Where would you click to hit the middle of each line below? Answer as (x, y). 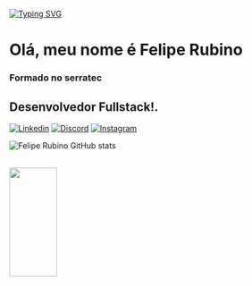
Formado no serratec (56, 78)
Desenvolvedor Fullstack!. (84, 107)
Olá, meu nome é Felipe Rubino (126, 50)
